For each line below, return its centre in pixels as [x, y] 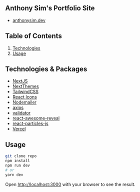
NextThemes [25, 86]
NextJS [20, 81]
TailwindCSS [25, 91]
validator [21, 113]
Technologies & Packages [46, 69]
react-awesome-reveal [36, 118]
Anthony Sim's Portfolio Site [50, 8]
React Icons [25, 97]
